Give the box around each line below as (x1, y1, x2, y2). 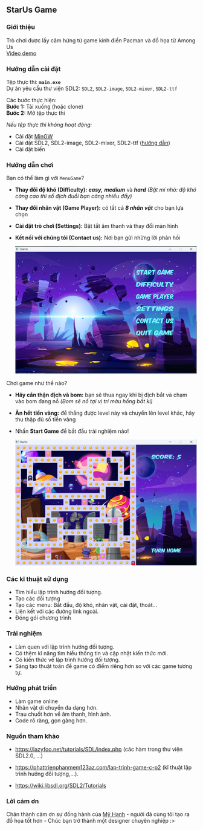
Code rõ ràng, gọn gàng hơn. (14, 716, 88, 724)
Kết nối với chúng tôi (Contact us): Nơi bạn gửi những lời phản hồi (14, 234, 181, 241)
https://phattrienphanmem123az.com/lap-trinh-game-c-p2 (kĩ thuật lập (14, 764, 192, 771)
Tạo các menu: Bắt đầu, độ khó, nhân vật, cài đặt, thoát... (14, 601, 158, 609)
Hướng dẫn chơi (6, 160, 54, 169)
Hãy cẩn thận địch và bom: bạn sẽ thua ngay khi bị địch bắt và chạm (14, 391, 187, 398)
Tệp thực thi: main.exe (6, 78, 61, 85)
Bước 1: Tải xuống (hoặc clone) (6, 103, 83, 110)
